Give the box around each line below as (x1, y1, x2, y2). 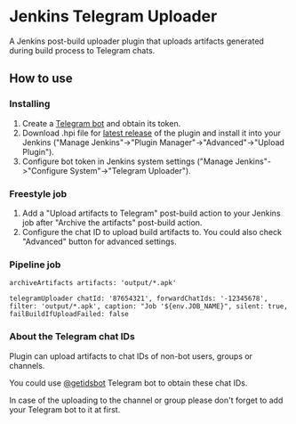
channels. (9, 360, 45, 371)
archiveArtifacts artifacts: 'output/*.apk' (9, 279, 177, 288)
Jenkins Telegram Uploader (9, 6, 218, 27)
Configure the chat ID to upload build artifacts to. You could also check (21, 226, 283, 237)
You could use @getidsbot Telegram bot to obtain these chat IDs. (9, 377, 248, 388)
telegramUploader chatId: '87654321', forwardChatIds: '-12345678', (9, 294, 268, 304)
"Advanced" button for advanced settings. (21, 236, 177, 247)
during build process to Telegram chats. (9, 45, 156, 55)
